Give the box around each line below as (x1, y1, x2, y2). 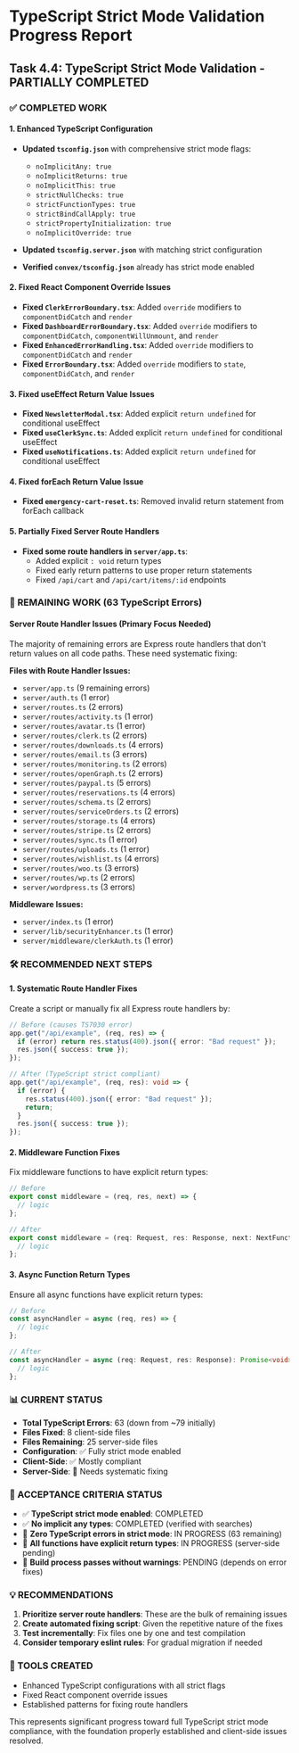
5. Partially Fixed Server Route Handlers (9, 525, 160, 536)
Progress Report (9, 25, 133, 45)
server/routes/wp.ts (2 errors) (21, 872, 136, 882)
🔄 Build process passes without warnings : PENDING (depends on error (21, 1557, 287, 1567)
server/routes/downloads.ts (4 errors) (21, 739, 164, 750)
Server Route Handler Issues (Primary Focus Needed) (9, 618, 212, 630)
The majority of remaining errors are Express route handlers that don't (9, 638, 267, 649)
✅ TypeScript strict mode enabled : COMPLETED (21, 1509, 204, 1519)
